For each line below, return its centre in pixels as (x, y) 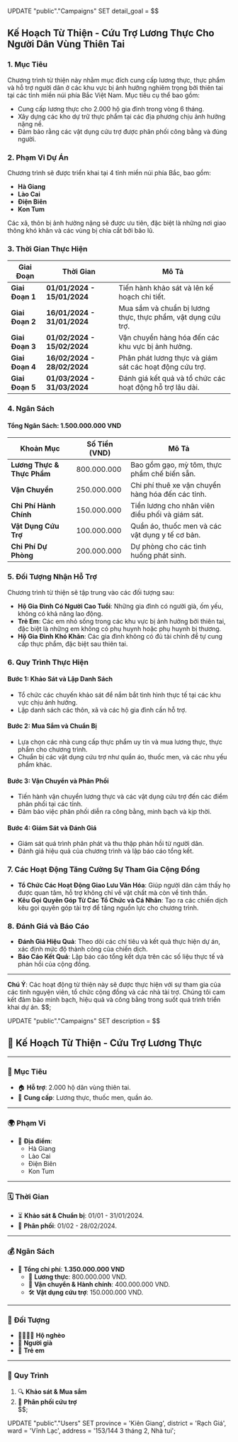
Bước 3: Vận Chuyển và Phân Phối (58, 781)
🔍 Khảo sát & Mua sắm (52, 1392)
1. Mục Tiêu (28, 65)
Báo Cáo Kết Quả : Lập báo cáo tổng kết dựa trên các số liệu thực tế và (121, 957)
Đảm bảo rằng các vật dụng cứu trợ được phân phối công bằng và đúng (122, 131)
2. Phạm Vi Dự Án (38, 158)
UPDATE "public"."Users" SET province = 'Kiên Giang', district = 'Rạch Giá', (117, 1423)
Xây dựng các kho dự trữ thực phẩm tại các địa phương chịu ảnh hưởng (121, 116)
